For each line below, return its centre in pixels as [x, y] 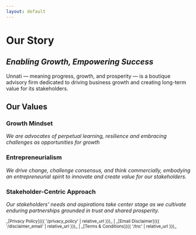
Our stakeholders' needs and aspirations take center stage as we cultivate [96, 204]
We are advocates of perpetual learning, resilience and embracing [86, 136]
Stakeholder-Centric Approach [51, 192]
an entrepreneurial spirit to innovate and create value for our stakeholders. [97, 177]
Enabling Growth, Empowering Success [80, 62]
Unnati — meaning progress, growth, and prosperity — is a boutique [88, 76]
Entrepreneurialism [34, 157]
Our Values [27, 107]
